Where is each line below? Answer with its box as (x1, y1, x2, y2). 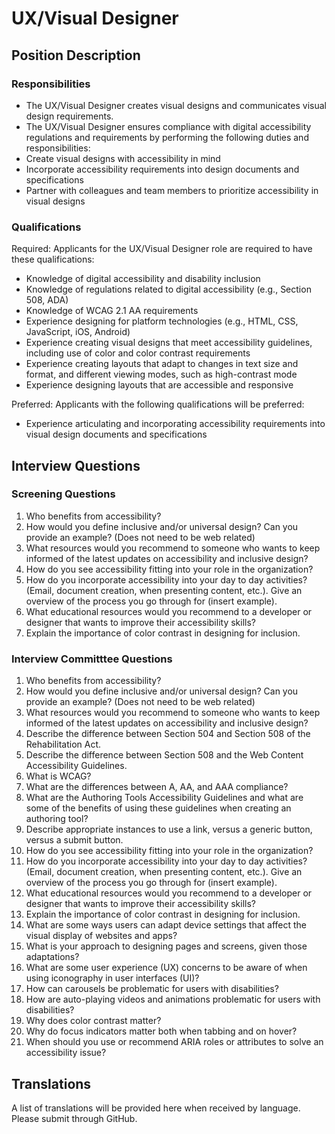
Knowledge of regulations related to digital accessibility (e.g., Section (25, 283, 312, 296)
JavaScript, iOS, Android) (25, 326, 131, 338)
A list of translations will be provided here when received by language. (11, 1102, 301, 1114)
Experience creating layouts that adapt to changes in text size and (25, 358, 299, 370)
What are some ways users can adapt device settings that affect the (25, 919, 308, 931)
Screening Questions (11, 487, 116, 501)
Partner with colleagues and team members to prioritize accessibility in (25, 184, 319, 196)
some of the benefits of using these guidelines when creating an (25, 802, 292, 814)
